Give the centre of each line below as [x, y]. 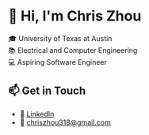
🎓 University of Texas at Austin [60, 38]
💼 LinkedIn [37, 114]
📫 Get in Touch [47, 91]
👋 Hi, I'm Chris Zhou [75, 16]
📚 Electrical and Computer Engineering [73, 50]
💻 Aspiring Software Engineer [57, 62]
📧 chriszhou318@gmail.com [65, 122]
